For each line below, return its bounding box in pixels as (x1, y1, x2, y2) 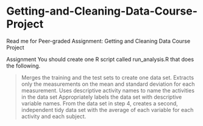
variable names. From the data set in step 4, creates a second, (21, 99, 178, 107)
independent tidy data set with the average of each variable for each (21, 106, 194, 113)
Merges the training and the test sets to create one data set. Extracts (21, 74, 194, 81)
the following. (6, 62, 41, 69)
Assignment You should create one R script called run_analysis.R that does (6, 55, 194, 63)
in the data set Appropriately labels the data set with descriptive (21, 93, 182, 100)
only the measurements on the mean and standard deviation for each (21, 80, 195, 88)
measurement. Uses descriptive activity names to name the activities (21, 86, 195, 94)
